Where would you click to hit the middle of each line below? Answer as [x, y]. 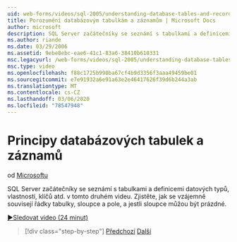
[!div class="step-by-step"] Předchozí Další [88, 231]
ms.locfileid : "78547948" [45, 106]
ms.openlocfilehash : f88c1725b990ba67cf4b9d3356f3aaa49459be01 [102, 73]
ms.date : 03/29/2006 [38, 47]
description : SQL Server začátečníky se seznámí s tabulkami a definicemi [120, 34]
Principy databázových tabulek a [106, 141]
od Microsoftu [28, 175]
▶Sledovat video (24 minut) [48, 217]
